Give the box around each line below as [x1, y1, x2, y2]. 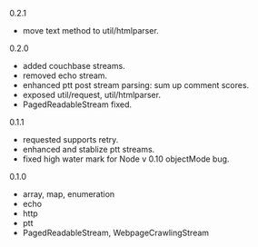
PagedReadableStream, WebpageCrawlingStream [22, 227, 210, 238]
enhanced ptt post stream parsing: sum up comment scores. [22, 80, 250, 90]
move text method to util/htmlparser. [22, 25, 159, 35]
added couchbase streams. [22, 61, 125, 71]
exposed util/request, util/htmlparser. [22, 90, 162, 100]
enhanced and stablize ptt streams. [22, 144, 155, 154]
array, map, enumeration [22, 189, 115, 199]
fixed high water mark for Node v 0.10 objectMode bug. [22, 153, 230, 164]
